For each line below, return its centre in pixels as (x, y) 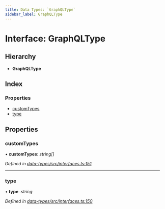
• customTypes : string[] (30, 154)
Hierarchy (21, 57)
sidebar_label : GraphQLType (34, 14)
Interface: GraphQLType (55, 39)
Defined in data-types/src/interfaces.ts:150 (49, 201)
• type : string (19, 192)
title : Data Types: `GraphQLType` (41, 10)
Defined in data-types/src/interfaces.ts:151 (48, 163)
